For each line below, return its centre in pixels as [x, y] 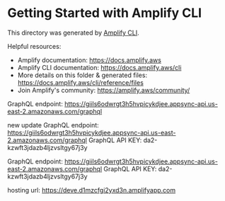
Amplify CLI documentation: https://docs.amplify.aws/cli [99, 67]
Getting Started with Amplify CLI [105, 13]
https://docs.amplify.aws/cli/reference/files [80, 82]
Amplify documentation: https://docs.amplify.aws [89, 60]
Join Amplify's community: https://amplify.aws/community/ [104, 90]
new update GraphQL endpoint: [53, 125]
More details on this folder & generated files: [82, 75]
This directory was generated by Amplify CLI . [73, 33]
